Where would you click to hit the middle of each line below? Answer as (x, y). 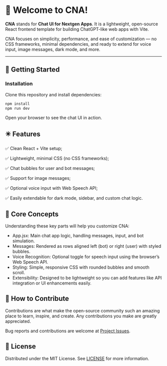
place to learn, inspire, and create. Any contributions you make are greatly (81, 316)
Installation (19, 84)
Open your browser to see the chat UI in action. (54, 118)
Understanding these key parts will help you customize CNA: (67, 226)
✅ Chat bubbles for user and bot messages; (50, 168)
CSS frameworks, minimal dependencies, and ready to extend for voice (78, 44)
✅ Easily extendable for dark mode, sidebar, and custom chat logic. (74, 198)
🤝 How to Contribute (37, 299)
